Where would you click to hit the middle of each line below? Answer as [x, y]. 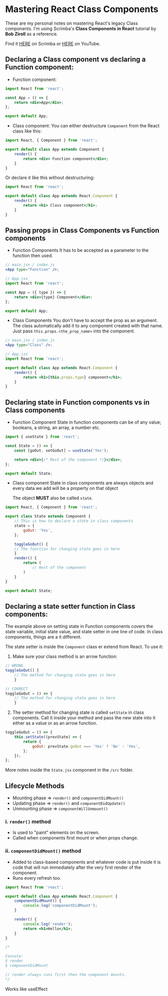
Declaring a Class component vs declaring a [75, 60]
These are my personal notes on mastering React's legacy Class [71, 23]
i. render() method [28, 822]
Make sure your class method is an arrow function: [65, 656]
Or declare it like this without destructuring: [50, 178]
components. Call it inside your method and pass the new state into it [84, 718]
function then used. [33, 256]
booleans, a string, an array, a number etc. [56, 428]
